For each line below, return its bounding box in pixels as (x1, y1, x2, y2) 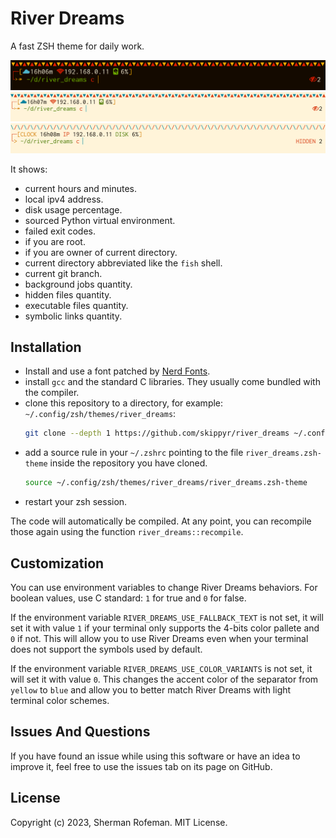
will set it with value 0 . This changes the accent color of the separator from (10, 673, 319, 686)
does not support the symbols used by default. (10, 643, 203, 656)
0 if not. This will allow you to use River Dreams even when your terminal (10, 633, 309, 645)
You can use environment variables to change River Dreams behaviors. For (10, 582, 318, 594)
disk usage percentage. (24, 203, 123, 216)
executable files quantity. (24, 299, 129, 311)
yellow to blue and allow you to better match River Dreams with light (10, 684, 292, 696)
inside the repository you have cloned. (49, 457, 208, 469)
